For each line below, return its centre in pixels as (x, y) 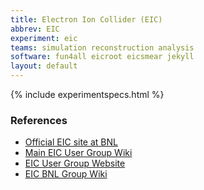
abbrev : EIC (35, 29)
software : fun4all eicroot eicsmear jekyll (102, 57)
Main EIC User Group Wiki (78, 153)
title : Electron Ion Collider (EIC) (86, 19)
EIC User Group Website (75, 163)
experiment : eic (44, 38)
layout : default (44, 66)
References (39, 120)
